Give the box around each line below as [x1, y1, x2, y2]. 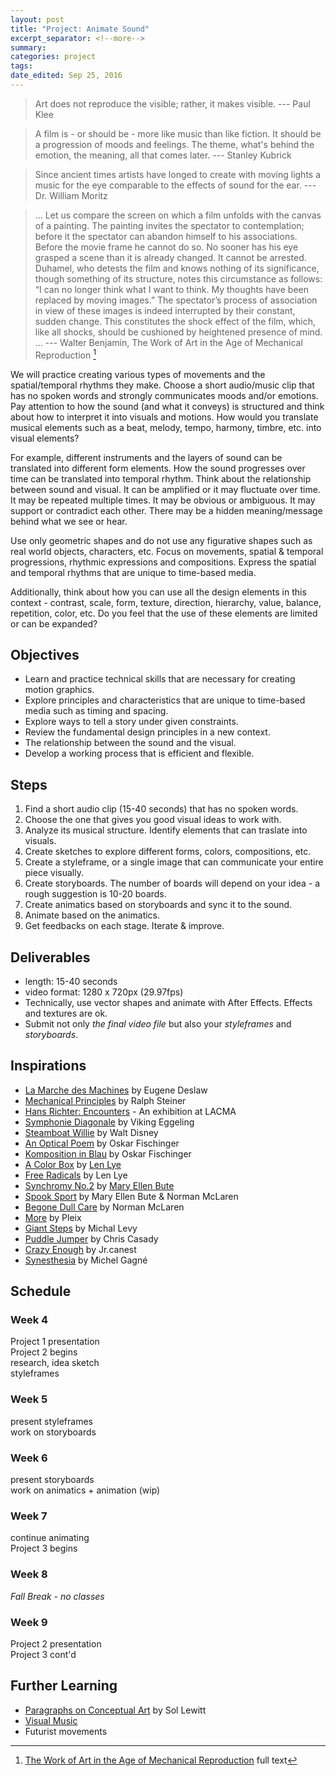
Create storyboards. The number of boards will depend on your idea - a [24, 877, 321, 890]
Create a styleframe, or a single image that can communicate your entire [24, 856, 324, 868]
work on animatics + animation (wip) [10, 1484, 161, 1496]
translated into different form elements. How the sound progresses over [10, 462, 306, 474]
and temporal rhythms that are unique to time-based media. [10, 566, 257, 578]
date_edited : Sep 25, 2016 [10, 71, 123, 81]
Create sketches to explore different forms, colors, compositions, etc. [24, 846, 312, 858]
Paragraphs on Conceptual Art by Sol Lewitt [24, 1704, 207, 1716]
